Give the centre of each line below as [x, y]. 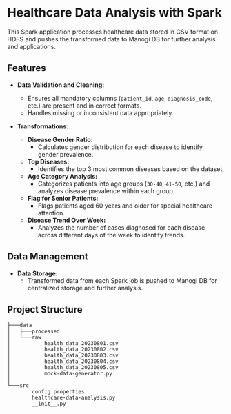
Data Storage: [37, 273]
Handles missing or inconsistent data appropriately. [100, 112]
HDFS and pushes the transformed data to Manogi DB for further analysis [111, 39]
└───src [18, 386]
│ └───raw [24, 337]
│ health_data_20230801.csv [63, 344]
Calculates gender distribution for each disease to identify [120, 147]
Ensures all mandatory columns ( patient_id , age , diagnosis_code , [120, 98]
